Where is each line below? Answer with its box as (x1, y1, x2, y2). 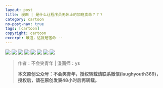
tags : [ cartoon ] (5, 26, 39, 31)
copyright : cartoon (5, 31, 47, 36)
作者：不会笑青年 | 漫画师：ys (17, 60, 80, 66)
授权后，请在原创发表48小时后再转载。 (17, 77, 100, 83)
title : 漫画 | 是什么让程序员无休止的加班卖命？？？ (5, 12, 104, 17)
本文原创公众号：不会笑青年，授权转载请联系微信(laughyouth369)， (17, 71, 161, 77)
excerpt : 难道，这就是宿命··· (5, 36, 63, 41)
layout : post (5, 7, 33, 13)
